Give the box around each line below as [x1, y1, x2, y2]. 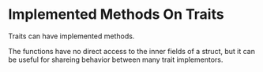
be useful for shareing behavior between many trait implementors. [8, 55, 224, 64]
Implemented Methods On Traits [8, 5, 224, 23]
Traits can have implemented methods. [8, 31, 135, 41]
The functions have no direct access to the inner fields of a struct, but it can [8, 46, 255, 56]
